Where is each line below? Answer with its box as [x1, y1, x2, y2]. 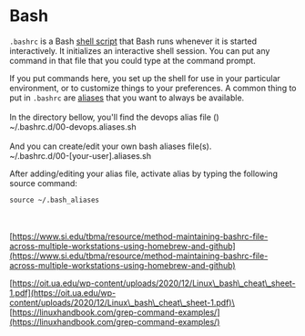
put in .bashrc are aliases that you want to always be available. [9, 92, 245, 103]
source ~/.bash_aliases [9, 195, 100, 205]
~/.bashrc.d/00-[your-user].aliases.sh [9, 150, 152, 161]
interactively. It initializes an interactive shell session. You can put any [9, 45, 270, 56]
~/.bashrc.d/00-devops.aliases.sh [9, 121, 137, 132]
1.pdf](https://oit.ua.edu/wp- [9, 287, 117, 298]
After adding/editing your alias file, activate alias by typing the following [9, 168, 278, 179]
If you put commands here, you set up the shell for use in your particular [9, 72, 280, 83]
